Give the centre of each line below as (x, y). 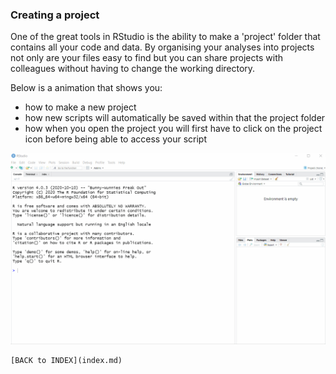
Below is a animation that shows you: (86, 88)
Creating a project (55, 15)
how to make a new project (80, 107)
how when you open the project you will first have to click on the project (173, 129)
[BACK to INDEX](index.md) (66, 361)
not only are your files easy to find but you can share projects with (147, 58)
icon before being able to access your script (115, 139)
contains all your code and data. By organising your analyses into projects (162, 47)
